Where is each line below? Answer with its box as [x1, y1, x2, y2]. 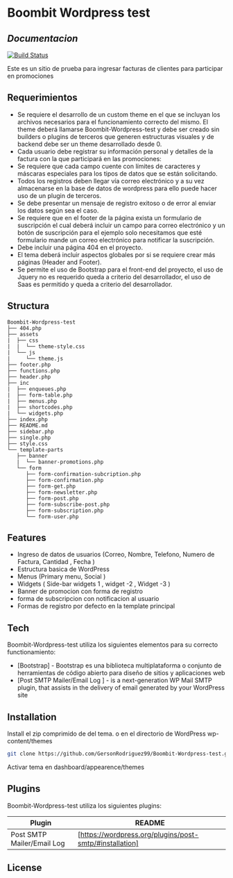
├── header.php [7, 373, 51, 380]
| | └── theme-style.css [7, 342, 85, 350]
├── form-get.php [25, 483, 76, 490]
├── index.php [7, 415, 49, 423]
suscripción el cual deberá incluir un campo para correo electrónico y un [17, 221, 225, 229]
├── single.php [7, 434, 51, 441]
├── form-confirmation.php [25, 477, 104, 483]
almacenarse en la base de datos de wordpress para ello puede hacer [17, 184, 217, 192]
